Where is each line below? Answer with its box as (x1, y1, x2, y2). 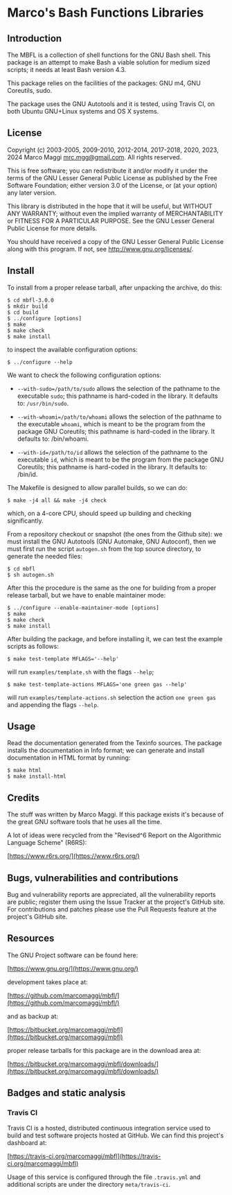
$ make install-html (7, 773, 67, 780)
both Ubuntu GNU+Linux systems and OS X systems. (7, 107, 159, 115)
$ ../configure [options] (7, 315, 82, 322)
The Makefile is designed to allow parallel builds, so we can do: (7, 483, 188, 491)
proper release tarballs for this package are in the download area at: (7, 1046, 202, 1054)
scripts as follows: (7, 642, 59, 650)
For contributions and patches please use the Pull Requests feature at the (7, 905, 217, 914)
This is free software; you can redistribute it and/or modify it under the (7, 166, 208, 175)
